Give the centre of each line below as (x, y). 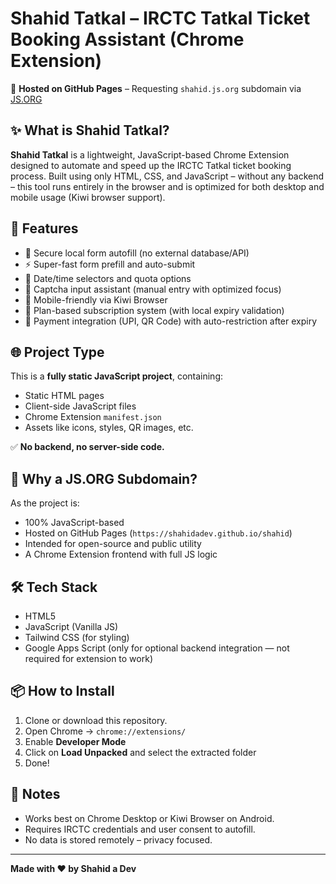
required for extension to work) (88, 658)
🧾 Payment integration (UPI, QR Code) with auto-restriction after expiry (171, 321)
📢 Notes (35, 794)
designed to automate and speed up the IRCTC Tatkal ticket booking (151, 165)
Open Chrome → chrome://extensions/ (105, 731)
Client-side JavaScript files (80, 406)
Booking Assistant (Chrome (127, 39)
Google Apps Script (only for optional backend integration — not (157, 648)
